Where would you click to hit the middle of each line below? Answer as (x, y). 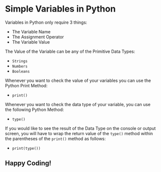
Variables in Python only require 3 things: (46, 22)
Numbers (20, 66)
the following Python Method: (34, 109)
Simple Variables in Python (60, 9)
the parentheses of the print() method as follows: (55, 139)
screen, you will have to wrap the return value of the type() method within (79, 133)
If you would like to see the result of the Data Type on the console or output (80, 128)
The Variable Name (31, 31)
